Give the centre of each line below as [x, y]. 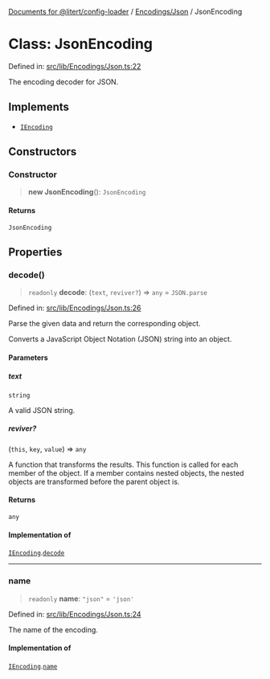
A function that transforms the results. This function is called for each [123, 464]
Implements [39, 107]
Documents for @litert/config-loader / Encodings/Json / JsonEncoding [125, 12]
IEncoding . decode [37, 553]
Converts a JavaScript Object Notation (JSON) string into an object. [120, 339]
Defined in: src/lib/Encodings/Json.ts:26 [75, 308]
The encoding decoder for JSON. [63, 82]
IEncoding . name [33, 665]
